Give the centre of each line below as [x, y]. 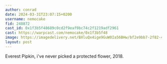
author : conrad [21, 10]
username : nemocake [25, 19]
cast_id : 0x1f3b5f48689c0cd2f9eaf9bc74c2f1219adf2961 [62, 28]
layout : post [19, 42]
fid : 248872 [17, 24]
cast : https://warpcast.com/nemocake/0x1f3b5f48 [56, 33]
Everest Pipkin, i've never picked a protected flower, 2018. [65, 56]
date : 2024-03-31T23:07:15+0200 [39, 14]
